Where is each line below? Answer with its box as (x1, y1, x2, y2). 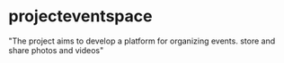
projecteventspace (8, 6, 153, 27)
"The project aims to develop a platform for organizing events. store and (8, 35, 276, 46)
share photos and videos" (8, 44, 104, 55)
